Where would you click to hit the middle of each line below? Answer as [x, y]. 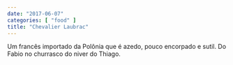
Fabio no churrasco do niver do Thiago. [64, 54]
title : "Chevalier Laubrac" [48, 27]
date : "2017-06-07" [36, 14]
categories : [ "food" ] [42, 20]
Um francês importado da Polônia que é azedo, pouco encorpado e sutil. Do [117, 47]
